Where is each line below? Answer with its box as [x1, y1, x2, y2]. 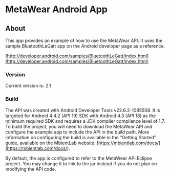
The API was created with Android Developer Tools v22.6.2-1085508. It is [5, 107, 160, 113]
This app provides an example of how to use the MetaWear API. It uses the [5, 37, 163, 43]
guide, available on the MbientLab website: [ [5, 140, 99, 146]
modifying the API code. [5, 166, 56, 172]
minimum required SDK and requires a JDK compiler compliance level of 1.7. [5, 118, 165, 124]
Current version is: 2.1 [5, 83, 51, 89]
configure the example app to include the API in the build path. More [5, 129, 150, 135]
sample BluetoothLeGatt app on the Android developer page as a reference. [5, 43, 165, 49]
